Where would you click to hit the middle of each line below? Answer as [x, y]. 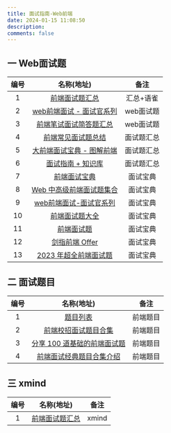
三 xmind [27, 384]
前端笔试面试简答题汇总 [75, 124]
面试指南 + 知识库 [75, 163]
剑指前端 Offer [75, 242]
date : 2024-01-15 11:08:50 [46, 20]
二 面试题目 [31, 282]
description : [26, 27]
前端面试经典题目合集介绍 [78, 356]
